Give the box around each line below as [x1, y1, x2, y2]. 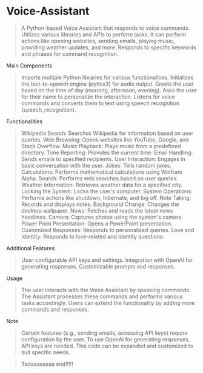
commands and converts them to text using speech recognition [21, 99, 180, 107]
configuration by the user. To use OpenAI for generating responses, [21, 335, 190, 343]
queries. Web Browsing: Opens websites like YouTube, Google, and [21, 135, 189, 143]
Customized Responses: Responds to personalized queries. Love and [21, 226, 195, 233]
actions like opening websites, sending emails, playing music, [21, 37, 175, 44]
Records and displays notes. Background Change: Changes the [21, 200, 180, 208]
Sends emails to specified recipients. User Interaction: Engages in [21, 155, 186, 162]
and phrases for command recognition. [21, 50, 119, 57]
